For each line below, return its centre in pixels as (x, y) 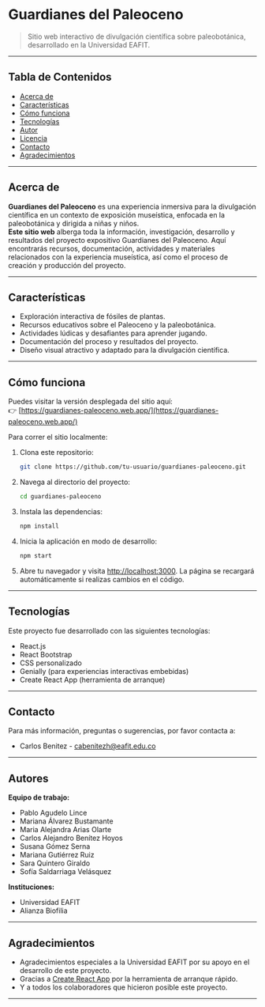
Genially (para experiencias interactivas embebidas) (104, 671)
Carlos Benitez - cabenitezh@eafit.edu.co (88, 746)
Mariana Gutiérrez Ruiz (57, 855)
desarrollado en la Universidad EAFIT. (89, 44)
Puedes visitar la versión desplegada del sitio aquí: (91, 402)
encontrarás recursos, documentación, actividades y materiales (112, 248)
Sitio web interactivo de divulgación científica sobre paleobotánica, (136, 36)
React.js (33, 645)
